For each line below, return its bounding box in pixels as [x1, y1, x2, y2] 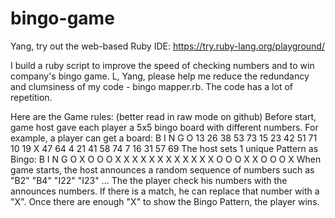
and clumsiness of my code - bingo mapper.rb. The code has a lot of [10, 80, 293, 92]
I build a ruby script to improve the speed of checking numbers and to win [10, 59, 315, 71]
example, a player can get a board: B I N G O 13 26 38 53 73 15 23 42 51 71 [10, 132, 318, 144]
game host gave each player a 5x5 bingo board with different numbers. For [10, 121, 319, 133]
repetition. [10, 91, 53, 103]
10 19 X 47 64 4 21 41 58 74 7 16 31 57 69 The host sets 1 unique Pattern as [10, 142, 319, 154]
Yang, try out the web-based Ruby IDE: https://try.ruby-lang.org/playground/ [10, 40, 325, 52]
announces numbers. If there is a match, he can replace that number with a [10, 185, 320, 197]
